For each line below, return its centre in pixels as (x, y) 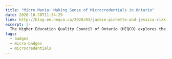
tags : (11, 34)
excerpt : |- (18, 24)
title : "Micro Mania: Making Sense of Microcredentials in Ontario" (80, 10)
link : (11, 19)
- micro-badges (26, 44)
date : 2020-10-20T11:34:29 (34, 15)
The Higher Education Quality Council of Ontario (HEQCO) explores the (88, 29)
